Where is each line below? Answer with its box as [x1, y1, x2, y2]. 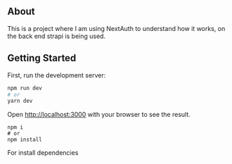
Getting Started [7, 52, 77, 64]
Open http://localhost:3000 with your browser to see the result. [7, 111, 191, 119]
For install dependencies [7, 149, 79, 157]
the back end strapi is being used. [7, 32, 106, 40]
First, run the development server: [7, 70, 106, 80]
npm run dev [7, 84, 42, 92]
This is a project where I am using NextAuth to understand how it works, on [7, 24, 226, 32]
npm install [7, 137, 42, 144]
